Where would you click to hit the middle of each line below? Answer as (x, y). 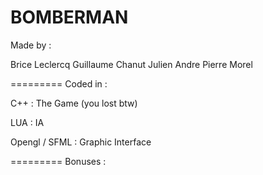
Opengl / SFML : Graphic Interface (81, 142)
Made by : (31, 45)
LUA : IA (27, 122)
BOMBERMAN (69, 17)
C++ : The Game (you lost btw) (74, 103)
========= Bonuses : (58, 161)
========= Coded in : (59, 83)
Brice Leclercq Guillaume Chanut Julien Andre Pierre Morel (131, 64)
